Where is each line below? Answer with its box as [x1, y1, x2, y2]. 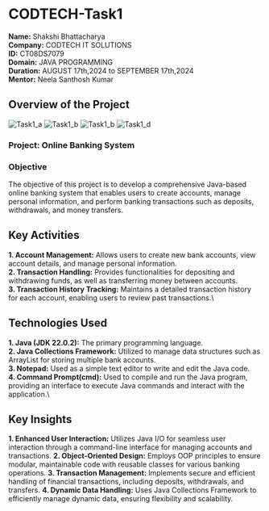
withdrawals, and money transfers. [8, 205, 123, 215]
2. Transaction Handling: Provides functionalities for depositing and [8, 267, 235, 277]
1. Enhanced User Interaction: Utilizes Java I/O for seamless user [8, 434, 226, 444]
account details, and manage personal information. [8, 258, 177, 268]
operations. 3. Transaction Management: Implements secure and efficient [8, 468, 255, 478]
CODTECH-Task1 [8, 5, 123, 23]
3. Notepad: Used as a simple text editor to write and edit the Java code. [8, 363, 250, 373]
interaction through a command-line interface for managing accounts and [8, 442, 252, 452]
